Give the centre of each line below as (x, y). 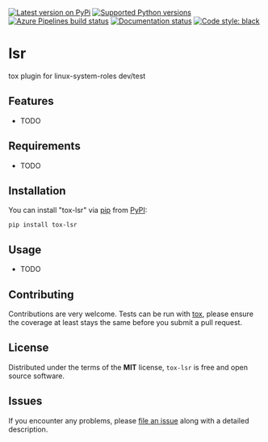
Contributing (41, 294)
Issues (25, 401)
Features (31, 101)
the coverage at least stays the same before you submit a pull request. (126, 322)
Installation (37, 191)
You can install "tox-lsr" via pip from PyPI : (78, 211)
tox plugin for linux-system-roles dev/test (77, 76)
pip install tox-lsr (43, 225)
